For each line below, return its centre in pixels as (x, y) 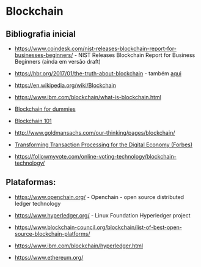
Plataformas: (31, 182)
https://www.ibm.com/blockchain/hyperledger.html (79, 246)
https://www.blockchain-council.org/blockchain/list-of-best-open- (98, 227)
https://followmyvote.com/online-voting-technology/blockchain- (95, 156)
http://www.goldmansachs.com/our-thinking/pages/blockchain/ (95, 133)
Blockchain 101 (33, 121)
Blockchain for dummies (45, 109)
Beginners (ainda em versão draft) (58, 62)
